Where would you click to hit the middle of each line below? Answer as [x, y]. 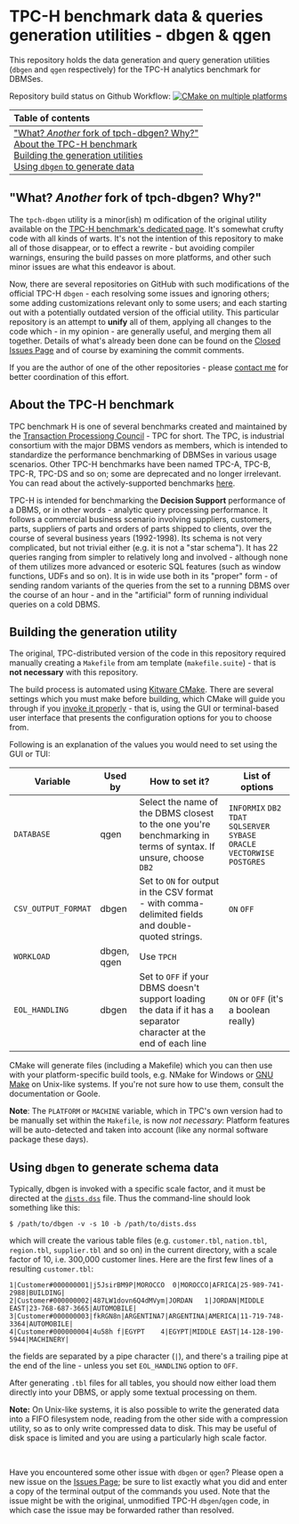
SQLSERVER [249, 827]
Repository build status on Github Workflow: [90, 96]
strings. [187, 937]
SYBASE [242, 835]
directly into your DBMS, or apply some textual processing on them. [133, 1392]
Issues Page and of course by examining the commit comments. [127, 350]
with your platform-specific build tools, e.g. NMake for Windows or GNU [141, 1075]
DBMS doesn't [170, 988]
